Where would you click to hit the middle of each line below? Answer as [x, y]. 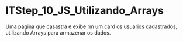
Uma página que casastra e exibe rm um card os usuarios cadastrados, [91, 26]
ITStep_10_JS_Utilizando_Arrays [85, 11]
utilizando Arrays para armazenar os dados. [58, 32]
